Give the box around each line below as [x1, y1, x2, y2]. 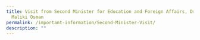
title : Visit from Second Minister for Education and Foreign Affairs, [6, 8, 187, 15]
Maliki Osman [11, 14, 44, 20]
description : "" [6, 25, 46, 31]
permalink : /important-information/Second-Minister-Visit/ [6, 19, 156, 25]
